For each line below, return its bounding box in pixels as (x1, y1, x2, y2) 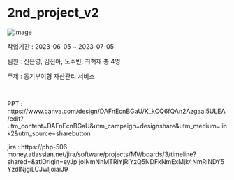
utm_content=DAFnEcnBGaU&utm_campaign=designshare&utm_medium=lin (7, 121, 228, 130)
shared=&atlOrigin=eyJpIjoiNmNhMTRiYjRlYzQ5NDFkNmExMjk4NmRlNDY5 (7, 157, 225, 165)
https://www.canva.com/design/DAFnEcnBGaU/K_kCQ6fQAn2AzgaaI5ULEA (7, 107, 226, 115)
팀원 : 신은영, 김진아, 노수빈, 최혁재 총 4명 (7, 57, 121, 66)
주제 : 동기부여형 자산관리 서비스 (7, 72, 96, 80)
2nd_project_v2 (7, 5, 99, 21)
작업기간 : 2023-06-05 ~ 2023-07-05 (7, 42, 114, 50)
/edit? (7, 114, 24, 123)
